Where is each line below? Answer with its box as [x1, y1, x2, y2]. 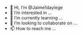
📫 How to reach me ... [9, 26, 56, 31]
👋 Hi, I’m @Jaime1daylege [9, 5, 63, 10]
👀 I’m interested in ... [9, 10, 52, 16]
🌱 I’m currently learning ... [9, 15, 63, 20]
